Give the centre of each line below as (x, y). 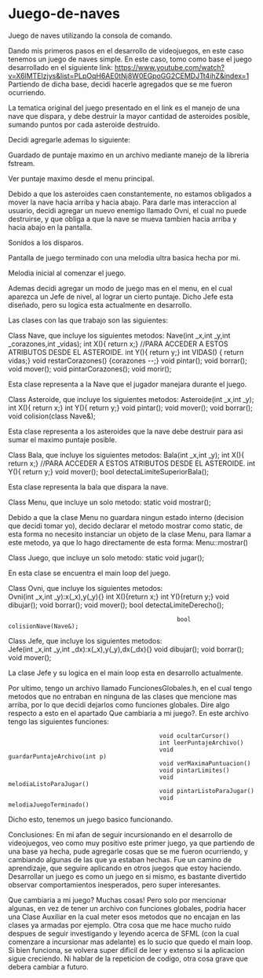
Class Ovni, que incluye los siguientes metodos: (86, 588)
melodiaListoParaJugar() (49, 784)
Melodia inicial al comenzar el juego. (67, 273)
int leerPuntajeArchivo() (201, 743)
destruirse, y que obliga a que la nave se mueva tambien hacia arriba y (122, 219)
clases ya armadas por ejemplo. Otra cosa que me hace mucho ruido (120, 924)
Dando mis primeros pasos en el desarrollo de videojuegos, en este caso (126, 50)
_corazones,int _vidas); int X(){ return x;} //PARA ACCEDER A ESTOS (118, 344)
